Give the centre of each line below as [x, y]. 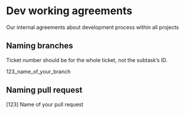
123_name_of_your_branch [38, 71]
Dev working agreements [69, 11]
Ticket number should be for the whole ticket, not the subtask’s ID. [87, 60]
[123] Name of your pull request [45, 104]
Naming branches [40, 46]
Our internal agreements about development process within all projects [92, 27]
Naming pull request [44, 90]
